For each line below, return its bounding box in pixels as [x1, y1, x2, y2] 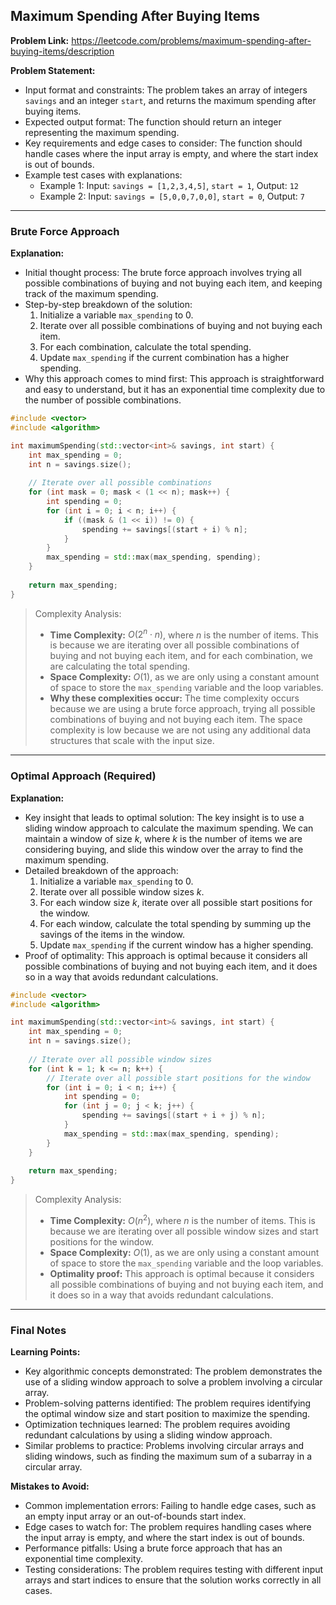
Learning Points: [10, 1346, 81, 1358]
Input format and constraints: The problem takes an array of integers [24, 84, 308, 96]
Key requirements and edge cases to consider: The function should [24, 137, 303, 149]
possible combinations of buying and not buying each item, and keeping [24, 277, 323, 289]
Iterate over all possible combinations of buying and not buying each [39, 320, 323, 332]
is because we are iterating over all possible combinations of [49, 639, 300, 651]
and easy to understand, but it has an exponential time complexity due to [24, 384, 326, 396]
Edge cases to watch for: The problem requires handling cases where [24, 1521, 312, 1533]
